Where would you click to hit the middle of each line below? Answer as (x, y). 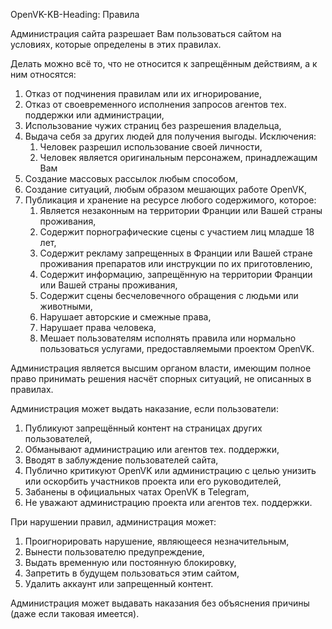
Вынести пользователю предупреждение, (114, 552)
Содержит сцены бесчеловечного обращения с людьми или (169, 295)
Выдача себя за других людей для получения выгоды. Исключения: (170, 136)
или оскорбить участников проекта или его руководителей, (153, 481)
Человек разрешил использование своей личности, (151, 147)
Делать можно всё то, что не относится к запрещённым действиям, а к (164, 63)
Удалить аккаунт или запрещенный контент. (119, 583)
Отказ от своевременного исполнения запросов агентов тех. (155, 104)
